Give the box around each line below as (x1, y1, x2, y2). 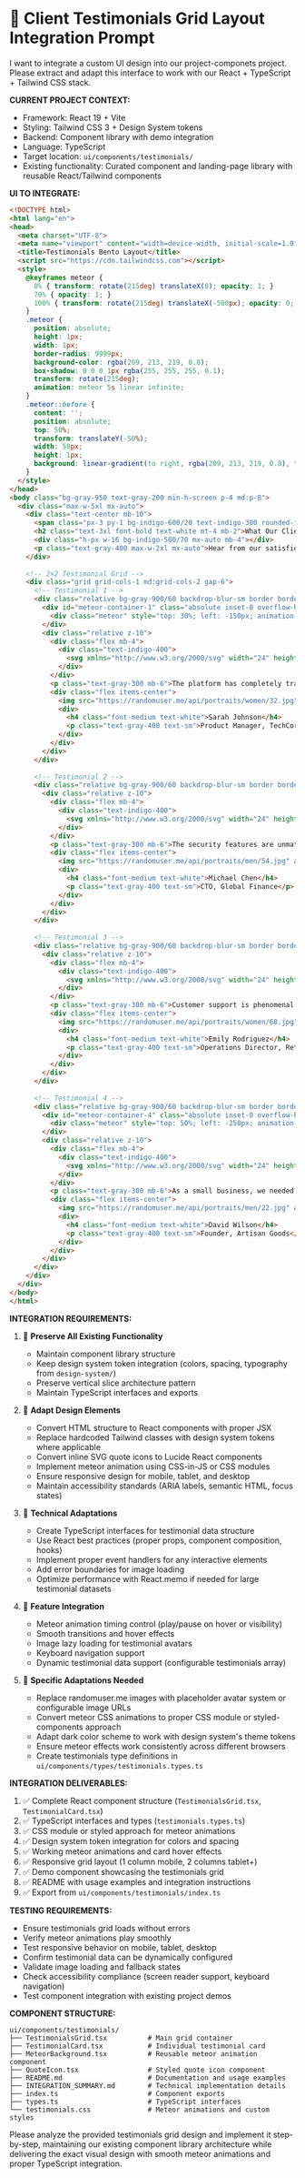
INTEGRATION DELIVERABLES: (9, 1778, 128, 1789)
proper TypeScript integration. (9, 2158, 123, 2169)
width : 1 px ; (33, 340, 79, 349)
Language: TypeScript (22, 141, 106, 152)
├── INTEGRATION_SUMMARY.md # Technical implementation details (9, 2081, 286, 2091)
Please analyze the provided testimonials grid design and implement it (9, 2129, 271, 2140)
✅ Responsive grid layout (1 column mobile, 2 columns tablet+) (22, 1856, 258, 1867)
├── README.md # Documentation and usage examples (9, 2073, 286, 2082)
